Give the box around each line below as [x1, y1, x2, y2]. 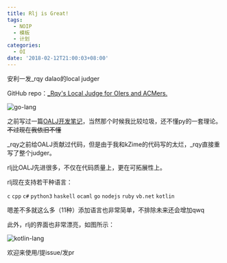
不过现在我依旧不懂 [7, 125, 62, 134]
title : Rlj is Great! [7, 10, 69, 17]
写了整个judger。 [7, 148, 56, 157]
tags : [7, 16, 23, 23]
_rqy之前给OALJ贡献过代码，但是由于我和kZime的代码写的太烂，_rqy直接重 [7, 140, 221, 148]
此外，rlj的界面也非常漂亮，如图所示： [7, 220, 115, 229]
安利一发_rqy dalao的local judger [7, 74, 100, 82]
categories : [7, 42, 41, 49]
